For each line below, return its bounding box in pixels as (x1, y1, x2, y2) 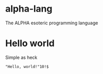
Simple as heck (5, 54, 38, 60)
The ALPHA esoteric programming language (5, 20, 98, 26)
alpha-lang (5, 3, 53, 15)
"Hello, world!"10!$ (5, 64, 49, 69)
